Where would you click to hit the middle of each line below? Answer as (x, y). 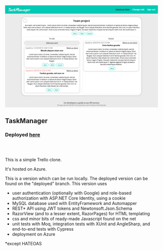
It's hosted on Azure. (26, 169)
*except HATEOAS (24, 244)
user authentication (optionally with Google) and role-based (72, 193)
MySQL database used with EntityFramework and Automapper (74, 204)
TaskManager (26, 121)
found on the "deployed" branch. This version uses (56, 184)
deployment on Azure (34, 234)
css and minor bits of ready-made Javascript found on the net (74, 219)
